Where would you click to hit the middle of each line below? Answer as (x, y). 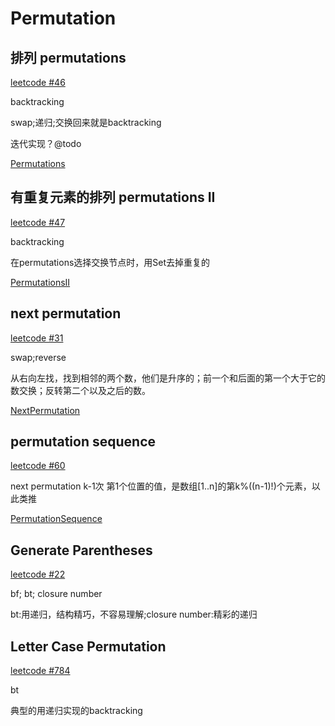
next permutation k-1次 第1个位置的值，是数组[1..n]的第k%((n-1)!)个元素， (161, 486)
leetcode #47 (38, 222)
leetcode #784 (40, 671)
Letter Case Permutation (88, 646)
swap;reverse (38, 357)
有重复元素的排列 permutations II (113, 197)
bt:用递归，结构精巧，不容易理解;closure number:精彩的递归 (134, 614)
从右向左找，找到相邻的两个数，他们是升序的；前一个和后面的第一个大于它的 (168, 378)
